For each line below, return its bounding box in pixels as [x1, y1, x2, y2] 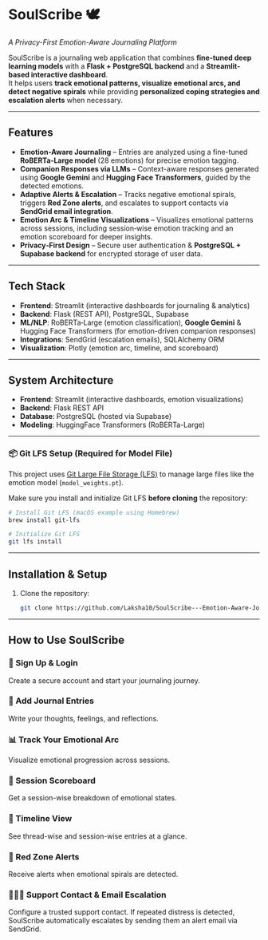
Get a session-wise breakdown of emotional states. [8, 793, 177, 803]
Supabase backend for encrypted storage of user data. [19, 248, 203, 259]
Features [8, 126, 53, 140]
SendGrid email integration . [19, 206, 113, 215]
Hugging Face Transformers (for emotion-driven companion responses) [19, 326, 257, 335]
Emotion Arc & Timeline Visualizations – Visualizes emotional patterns [19, 215, 254, 224]
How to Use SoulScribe [8, 634, 125, 647]
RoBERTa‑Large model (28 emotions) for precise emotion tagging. [19, 156, 239, 165]
